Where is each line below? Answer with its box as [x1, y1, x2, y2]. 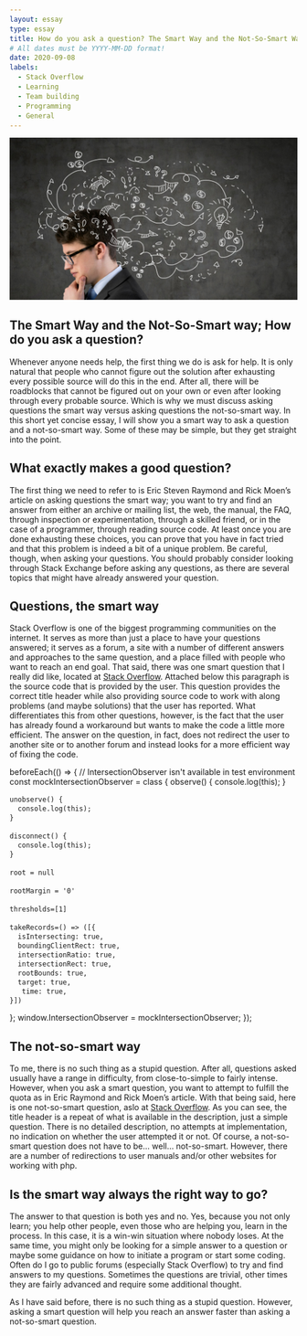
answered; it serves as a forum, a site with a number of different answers [9, 642, 285, 653]
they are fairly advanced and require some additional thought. [9, 1278, 242, 1289]
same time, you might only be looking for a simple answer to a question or [9, 1239, 288, 1251]
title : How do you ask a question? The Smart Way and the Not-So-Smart [9, 34, 288, 43]
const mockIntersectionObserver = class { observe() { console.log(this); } [9, 777, 286, 788]
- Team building [17, 91, 79, 101]
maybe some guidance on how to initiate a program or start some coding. [9, 1249, 286, 1260]
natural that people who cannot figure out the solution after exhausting [9, 366, 276, 376]
